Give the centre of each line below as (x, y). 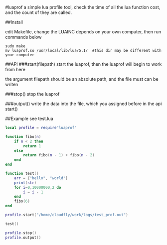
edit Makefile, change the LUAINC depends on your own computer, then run (83, 32)
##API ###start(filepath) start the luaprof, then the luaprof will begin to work (83, 64)
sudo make (15, 46)
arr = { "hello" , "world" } (41, 178)
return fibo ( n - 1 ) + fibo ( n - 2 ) (59, 155)
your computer (20, 55)
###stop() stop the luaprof (32, 94)
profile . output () (23, 238)
